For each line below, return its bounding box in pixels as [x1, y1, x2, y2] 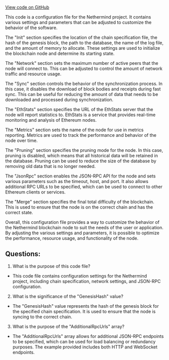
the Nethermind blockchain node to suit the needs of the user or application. [5, 225, 163, 230]
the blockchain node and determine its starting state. [5, 50, 115, 56]
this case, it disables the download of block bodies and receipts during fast [5, 86, 161, 92]
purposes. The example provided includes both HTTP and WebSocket [12, 344, 157, 350]
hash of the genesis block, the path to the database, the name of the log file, [5, 40, 164, 46]
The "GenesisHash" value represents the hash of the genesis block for [12, 303, 159, 309]
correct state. [5, 210, 34, 215]
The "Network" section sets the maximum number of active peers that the [5, 60, 158, 66]
